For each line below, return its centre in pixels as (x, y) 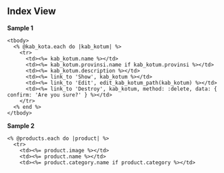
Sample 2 (21, 125)
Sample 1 (20, 28)
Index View (32, 11)
